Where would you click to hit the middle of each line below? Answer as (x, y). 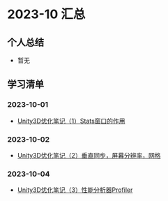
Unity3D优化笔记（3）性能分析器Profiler (75, 190)
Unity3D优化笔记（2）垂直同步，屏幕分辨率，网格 (89, 155)
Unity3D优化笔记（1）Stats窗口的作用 (71, 121)
